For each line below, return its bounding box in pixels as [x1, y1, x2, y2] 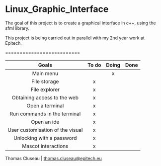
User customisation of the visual [7, 126, 83, 133]
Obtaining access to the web [11, 94, 79, 101]
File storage [31, 78, 59, 85]
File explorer [30, 86, 60, 93]
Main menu [32, 70, 59, 77]
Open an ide [31, 118, 60, 125]
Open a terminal [26, 102, 64, 109]
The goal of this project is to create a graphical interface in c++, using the [5, 20, 156, 26]
